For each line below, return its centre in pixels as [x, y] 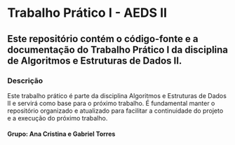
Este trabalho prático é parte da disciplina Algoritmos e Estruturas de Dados [117, 95]
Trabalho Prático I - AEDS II [87, 13]
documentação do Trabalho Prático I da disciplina [118, 49]
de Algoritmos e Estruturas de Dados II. [95, 61]
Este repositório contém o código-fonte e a [103, 39]
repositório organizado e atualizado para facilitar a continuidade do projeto [115, 111]
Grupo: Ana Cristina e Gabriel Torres [61, 134]
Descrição [25, 81]
